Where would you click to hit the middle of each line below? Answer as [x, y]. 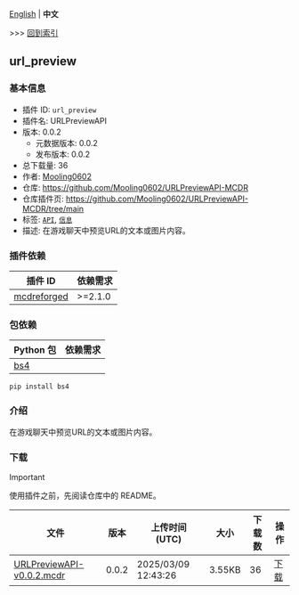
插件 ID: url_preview [59, 110]
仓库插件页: [43, 199]
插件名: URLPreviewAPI [65, 120]
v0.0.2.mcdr [39, 575]
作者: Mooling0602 [57, 176]
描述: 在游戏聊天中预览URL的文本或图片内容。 [106, 230]
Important [27, 477]
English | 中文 [34, 14]
